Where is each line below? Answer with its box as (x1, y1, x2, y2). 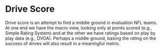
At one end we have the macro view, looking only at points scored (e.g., (5, 25, 152, 30)
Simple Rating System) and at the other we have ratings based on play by (5, 30, 156, 36)
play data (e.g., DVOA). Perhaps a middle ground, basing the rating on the (5, 35, 157, 41)
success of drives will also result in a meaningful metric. (5, 40, 121, 46)
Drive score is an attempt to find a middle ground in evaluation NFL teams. (5, 20, 158, 25)
